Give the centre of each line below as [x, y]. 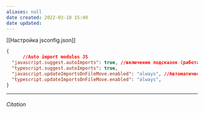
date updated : [24, 23]
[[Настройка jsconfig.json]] [41, 40]
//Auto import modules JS [55, 57]
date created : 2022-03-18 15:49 [47, 18]
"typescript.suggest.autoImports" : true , [65, 68]
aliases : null [24, 12]
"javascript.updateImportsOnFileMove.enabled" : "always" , [87, 74]
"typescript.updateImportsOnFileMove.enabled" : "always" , [87, 79]
